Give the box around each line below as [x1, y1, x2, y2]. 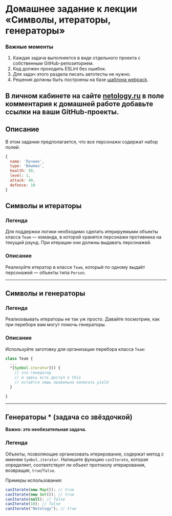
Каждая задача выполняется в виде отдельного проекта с [12, 55, 141, 61]
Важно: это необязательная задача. [5, 426, 87, 432]
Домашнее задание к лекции [5, 3, 137, 15]
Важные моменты [5, 43, 54, 50]
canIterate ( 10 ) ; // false [5, 501, 60, 507]
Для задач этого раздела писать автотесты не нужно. [12, 71, 132, 77]
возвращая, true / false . [5, 467, 56, 473]
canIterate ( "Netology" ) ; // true [5, 506, 77, 511]
